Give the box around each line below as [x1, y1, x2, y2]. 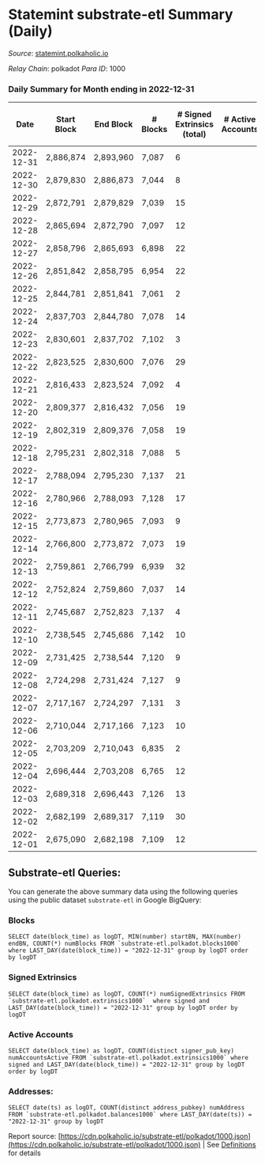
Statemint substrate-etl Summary [8, 6, 233, 24]
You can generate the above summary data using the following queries [8, 887, 238, 897]
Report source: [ [8, 1132, 62, 1141]
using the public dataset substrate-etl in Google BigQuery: [8, 895, 202, 905]
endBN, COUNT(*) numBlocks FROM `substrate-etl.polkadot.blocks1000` [8, 939, 242, 948]
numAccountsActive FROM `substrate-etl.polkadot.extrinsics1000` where [8, 1053, 248, 1061]
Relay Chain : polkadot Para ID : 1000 [8, 63, 126, 73]
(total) [182, 129, 207, 140]
